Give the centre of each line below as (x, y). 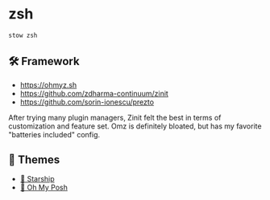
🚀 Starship (37, 179)
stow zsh (23, 35)
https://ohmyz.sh (48, 84)
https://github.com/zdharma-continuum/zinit (94, 93)
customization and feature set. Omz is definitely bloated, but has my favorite (135, 126)
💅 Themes (34, 160)
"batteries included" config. (54, 134)
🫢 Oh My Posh (44, 188)
